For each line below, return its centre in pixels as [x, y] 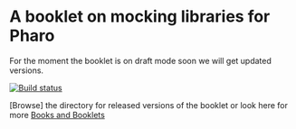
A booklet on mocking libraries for [140, 17]
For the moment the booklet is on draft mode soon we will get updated [140, 60]
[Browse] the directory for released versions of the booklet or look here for [148, 105]
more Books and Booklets [57, 115]
